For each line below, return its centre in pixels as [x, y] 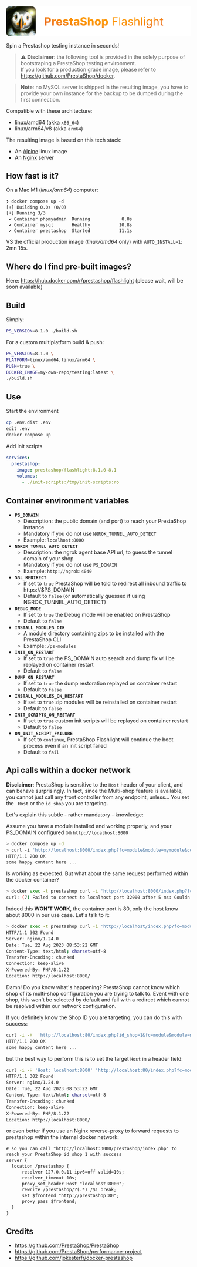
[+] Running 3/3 [26, 213]
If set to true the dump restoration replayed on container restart [100, 683]
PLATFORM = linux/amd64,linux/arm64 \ [51, 360]
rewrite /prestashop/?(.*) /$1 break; [69, 1190]
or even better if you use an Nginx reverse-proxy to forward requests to [93, 1131]
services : [18, 458]
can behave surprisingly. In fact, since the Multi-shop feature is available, [95, 791]
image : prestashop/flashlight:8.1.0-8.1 [67, 470]
